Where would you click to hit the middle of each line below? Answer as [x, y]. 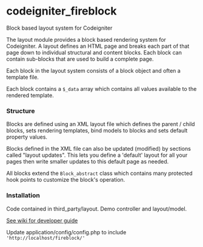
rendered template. [30, 95]
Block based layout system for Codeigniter [59, 28]
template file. [23, 77]
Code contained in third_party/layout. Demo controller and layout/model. [97, 209]
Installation [23, 196]
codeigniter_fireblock [62, 11]
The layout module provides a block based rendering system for [86, 39]
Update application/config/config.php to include [66, 232]
